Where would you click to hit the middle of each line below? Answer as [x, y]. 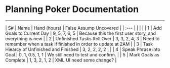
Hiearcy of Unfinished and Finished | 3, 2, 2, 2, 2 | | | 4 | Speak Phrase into [83, 49]
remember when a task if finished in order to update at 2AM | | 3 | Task [79, 44]
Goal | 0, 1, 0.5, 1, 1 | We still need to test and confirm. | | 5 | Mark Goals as [82, 54]
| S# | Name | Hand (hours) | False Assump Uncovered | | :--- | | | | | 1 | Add [83, 28]
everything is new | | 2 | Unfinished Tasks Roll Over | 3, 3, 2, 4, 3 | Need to [82, 38]
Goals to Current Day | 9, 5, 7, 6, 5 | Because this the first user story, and [80, 33]
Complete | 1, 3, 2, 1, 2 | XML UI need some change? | [61, 60]
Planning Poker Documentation [72, 9]
